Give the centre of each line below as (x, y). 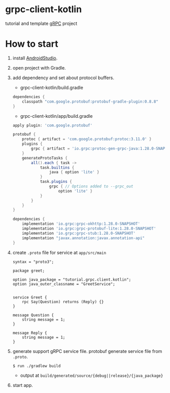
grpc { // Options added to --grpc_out (91, 186)
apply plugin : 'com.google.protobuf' (53, 125)
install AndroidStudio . (35, 58)
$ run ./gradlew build (37, 366)
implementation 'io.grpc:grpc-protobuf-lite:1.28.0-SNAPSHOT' (89, 228)
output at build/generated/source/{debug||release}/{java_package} (92, 375)
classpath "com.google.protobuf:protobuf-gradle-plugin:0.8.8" (90, 102)
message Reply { (30, 333)
